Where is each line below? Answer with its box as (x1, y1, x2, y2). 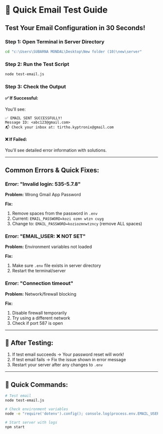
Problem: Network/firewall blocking (5, 291, 77, 297)
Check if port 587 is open (12, 320, 63, 326)
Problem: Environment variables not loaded (5, 244, 92, 250)
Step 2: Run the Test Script (5, 61, 69, 67)
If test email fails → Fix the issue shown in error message (12, 357, 126, 363)
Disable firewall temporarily (12, 310, 67, 316)
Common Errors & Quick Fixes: (5, 166, 99, 174)
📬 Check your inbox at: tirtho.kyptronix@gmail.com (5, 125, 114, 130)
